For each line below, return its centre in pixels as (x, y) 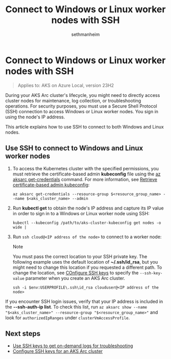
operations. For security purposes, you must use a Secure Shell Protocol (81, 106)
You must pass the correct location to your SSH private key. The (80, 257)
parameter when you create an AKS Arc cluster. (75, 278)
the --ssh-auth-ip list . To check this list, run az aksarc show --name (76, 306)
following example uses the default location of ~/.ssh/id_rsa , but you (85, 262)
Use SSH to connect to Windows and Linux (74, 148)
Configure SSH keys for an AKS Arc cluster (58, 351)
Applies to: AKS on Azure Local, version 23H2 (66, 85)
